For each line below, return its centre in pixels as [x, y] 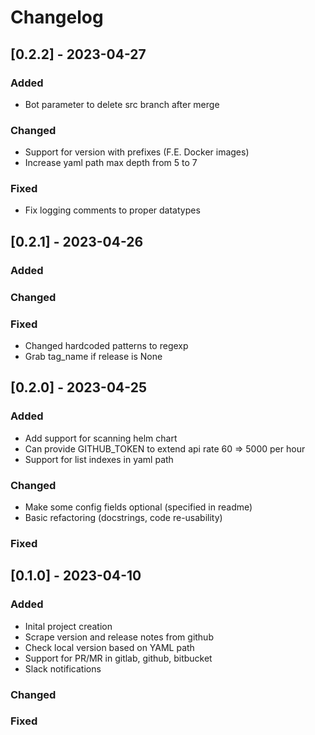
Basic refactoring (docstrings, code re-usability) [123, 517]
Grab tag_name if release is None [93, 356]
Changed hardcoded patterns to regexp [106, 345]
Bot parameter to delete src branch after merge [122, 104]
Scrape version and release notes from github [119, 637]
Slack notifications [63, 668]
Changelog [57, 17]
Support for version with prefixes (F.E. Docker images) [137, 152]
